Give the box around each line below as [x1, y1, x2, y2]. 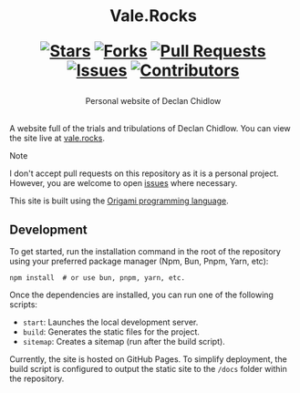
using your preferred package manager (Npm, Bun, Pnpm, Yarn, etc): [9, 256, 269, 266]
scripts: [9, 299, 38, 310]
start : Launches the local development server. [22, 316, 199, 327]
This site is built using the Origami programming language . [9, 195, 230, 206]
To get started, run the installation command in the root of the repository [9, 246, 281, 256]
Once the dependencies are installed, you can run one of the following [9, 289, 274, 300]
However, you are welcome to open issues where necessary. [9, 178, 238, 189]
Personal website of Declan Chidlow [85, 96, 222, 107]
